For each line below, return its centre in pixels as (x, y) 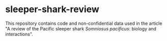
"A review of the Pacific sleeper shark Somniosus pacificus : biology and (81, 28)
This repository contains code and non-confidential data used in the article (84, 23)
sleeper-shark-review (52, 9)
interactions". (19, 34)
